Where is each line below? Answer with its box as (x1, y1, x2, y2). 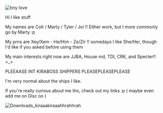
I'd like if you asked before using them (5, 44, 83, 50)
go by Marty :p (5, 29, 36, 35)
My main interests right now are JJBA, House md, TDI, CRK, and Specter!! (5, 54, 156, 59)
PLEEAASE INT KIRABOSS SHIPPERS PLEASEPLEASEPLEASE (5, 68, 130, 74)
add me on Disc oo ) (5, 93, 47, 99)
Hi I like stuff (5, 14, 31, 20)
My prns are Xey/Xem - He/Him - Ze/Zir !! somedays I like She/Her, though (5, 39, 157, 45)
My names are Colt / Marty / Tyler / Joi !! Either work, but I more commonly (5, 24, 158, 30)
